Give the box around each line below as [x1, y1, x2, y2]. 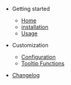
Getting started [12, 5, 50, 12]
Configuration [21, 53, 56, 60]
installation [21, 24, 49, 30]
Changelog [12, 72, 40, 78]
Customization [12, 42, 49, 49]
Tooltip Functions [21, 60, 65, 67]
